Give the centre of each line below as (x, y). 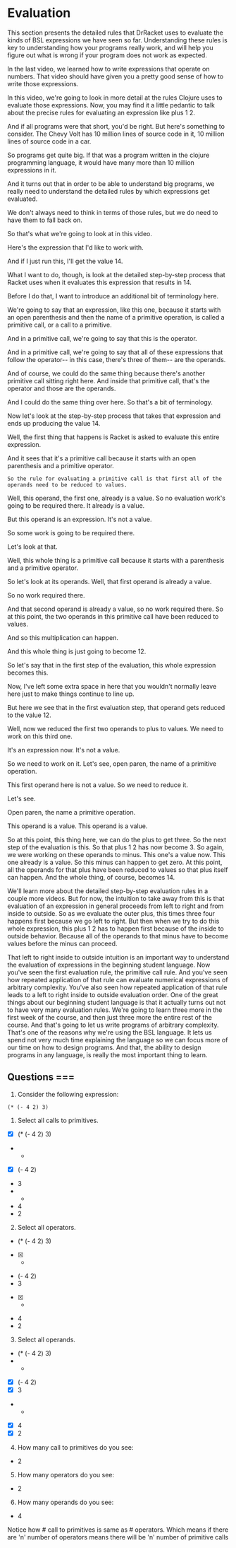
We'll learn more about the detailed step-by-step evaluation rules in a (108, 891)
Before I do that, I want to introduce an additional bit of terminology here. (113, 296)
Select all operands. (46, 1339)
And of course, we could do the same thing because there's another (106, 373)
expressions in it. (32, 170)
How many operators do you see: (66, 1475)
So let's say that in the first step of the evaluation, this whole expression (112, 665)
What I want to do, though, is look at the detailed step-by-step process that (116, 274)
